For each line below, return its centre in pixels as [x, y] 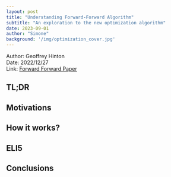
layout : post [22, 12]
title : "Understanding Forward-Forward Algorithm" [70, 17]
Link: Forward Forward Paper [42, 69]
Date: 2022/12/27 [27, 62]
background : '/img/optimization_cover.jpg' [61, 39]
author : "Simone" [28, 34]
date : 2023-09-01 [28, 28]
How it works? [33, 128]
